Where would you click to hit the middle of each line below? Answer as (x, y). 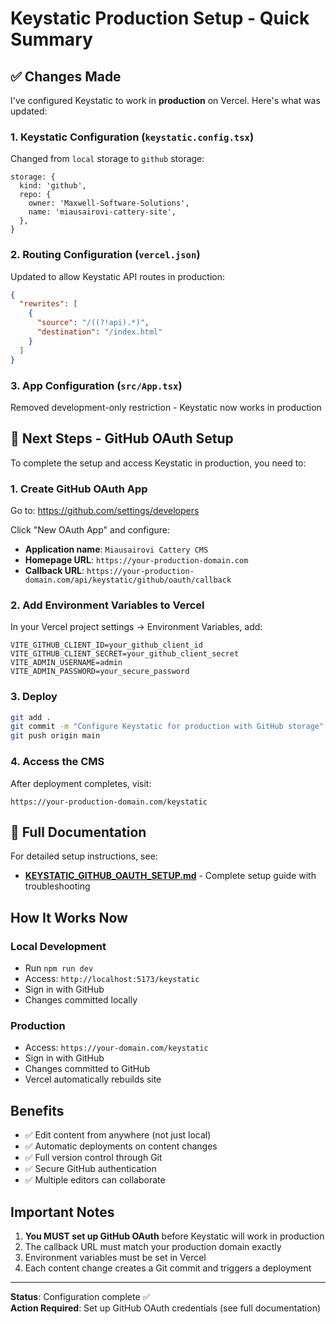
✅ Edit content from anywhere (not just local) (118, 1135)
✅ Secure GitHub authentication (90, 1169)
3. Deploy (34, 697)
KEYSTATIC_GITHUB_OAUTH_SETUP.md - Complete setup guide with (170, 876)
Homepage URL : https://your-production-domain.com (136, 560)
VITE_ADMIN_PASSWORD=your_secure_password (100, 672)
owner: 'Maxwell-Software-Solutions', (109, 203)
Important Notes (62, 1212)
